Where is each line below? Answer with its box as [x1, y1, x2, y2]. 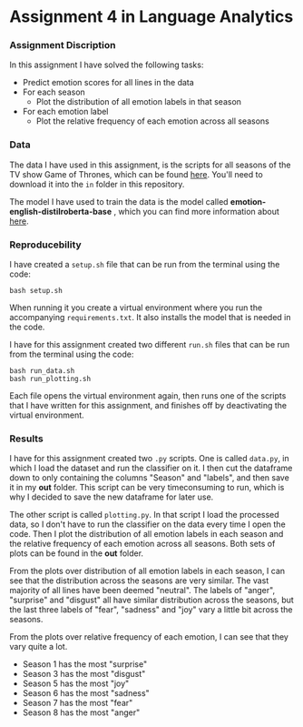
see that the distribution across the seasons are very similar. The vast [9, 575, 269, 586]
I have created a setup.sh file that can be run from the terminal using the [9, 259, 280, 270]
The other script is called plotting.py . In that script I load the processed [9, 510, 279, 520]
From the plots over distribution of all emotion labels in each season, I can [9, 566, 286, 577]
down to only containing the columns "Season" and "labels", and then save [9, 472, 290, 483]
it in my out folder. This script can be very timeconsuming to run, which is [9, 482, 285, 493]
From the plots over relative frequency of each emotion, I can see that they [9, 631, 288, 642]
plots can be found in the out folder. [9, 548, 143, 559]
